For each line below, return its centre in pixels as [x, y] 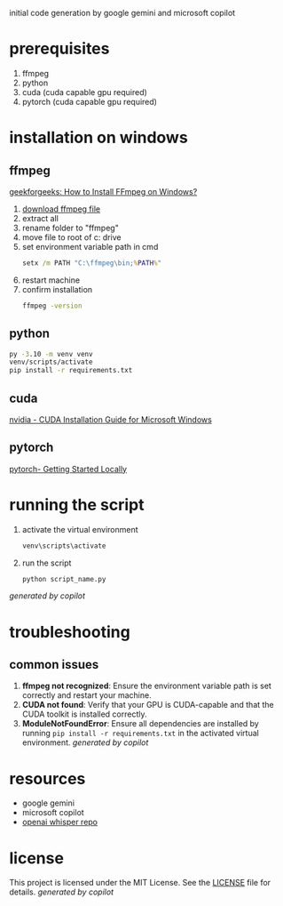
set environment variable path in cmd [90, 246]
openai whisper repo [60, 822]
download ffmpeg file [61, 209]
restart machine [51, 280]
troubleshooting [70, 632]
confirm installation [57, 289]
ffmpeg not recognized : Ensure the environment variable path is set [147, 686]
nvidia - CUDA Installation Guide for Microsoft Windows [111, 419]
